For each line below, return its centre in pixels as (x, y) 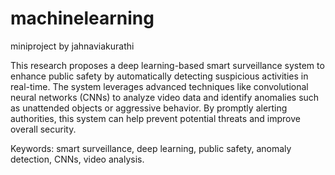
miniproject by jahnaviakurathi (72, 46)
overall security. (43, 129)
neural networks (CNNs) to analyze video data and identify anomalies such (165, 97)
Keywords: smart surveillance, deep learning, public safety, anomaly (151, 148)
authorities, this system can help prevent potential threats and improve (155, 118)
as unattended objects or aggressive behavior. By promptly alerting (149, 108)
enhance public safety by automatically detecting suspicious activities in (159, 76)
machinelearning (82, 18)
